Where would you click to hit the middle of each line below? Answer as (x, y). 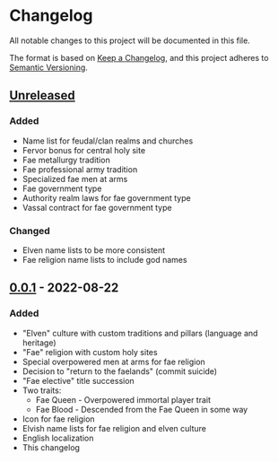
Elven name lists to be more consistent (94, 250)
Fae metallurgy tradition (66, 160)
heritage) (39, 343)
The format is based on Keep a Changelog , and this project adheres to (139, 57)
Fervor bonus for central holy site (84, 150)
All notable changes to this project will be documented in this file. (130, 40)
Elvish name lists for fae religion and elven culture (114, 428)
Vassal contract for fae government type (97, 207)
